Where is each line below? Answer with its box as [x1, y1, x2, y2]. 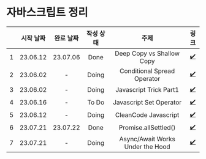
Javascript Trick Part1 [115, 86, 180, 94]
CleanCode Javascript [115, 111, 180, 119]
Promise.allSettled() [118, 124, 176, 132]
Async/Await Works [119, 135, 176, 143]
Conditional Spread [119, 67, 175, 75]
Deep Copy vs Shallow [114, 49, 180, 57]
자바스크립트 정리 [6, 6, 88, 20]
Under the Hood [124, 142, 170, 150]
